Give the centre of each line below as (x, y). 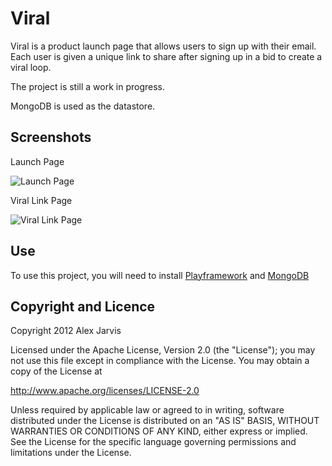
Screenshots (51, 137)
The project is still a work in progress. (87, 86)
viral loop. (31, 67)
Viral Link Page (41, 200)
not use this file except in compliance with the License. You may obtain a (160, 361)
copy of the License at (56, 371)
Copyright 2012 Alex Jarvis (66, 331)
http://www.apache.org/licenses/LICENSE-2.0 (105, 391)
